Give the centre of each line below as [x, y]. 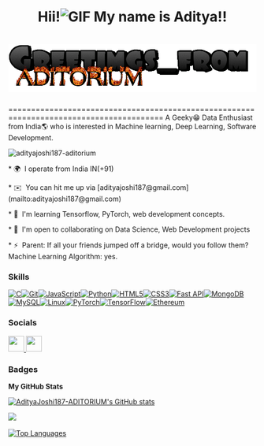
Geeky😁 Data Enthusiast [213, 117]
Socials [22, 323]
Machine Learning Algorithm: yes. [63, 257]
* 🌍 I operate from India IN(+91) [61, 169]
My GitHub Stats [36, 387]
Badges [23, 369]
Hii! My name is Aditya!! [132, 17]
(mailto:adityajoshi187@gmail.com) [65, 199]
